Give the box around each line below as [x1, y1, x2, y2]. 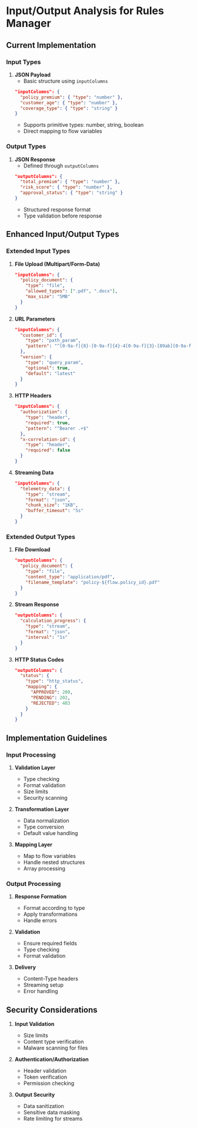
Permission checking [23, 1080, 75, 1087]
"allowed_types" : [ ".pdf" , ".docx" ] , [25, 288, 118, 294]
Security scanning [23, 794, 68, 801]
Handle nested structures [23, 859, 85, 866]
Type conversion [23, 823, 65, 830]
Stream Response [14, 601, 59, 608]
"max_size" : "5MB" [25, 293, 71, 300]
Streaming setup [23, 981, 64, 988]
